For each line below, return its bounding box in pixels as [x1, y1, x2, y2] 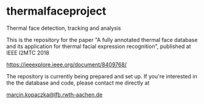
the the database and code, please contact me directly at [6, 79, 150, 86]
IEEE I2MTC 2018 [6, 49, 50, 56]
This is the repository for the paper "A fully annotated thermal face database [6, 36, 198, 43]
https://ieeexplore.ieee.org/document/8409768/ [6, 61, 127, 68]
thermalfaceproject [6, 4, 107, 18]
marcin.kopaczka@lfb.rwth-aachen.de [6, 91, 103, 98]
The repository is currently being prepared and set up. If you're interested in [6, 72, 197, 80]
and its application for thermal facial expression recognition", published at [6, 43, 191, 50]
